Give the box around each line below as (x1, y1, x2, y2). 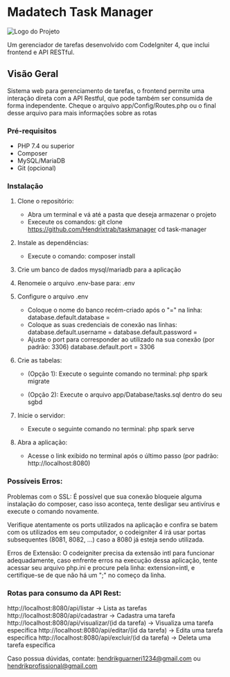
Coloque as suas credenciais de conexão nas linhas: (27, 321, 178, 329)
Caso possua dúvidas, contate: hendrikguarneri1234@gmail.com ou (7, 654, 201, 662)
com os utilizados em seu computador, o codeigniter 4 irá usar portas (7, 528, 206, 536)
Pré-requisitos (7, 126, 57, 135)
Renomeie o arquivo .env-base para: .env (17, 279, 135, 287)
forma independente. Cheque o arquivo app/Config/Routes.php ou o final (7, 101, 216, 110)
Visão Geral (7, 68, 59, 80)
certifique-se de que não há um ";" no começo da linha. (7, 571, 166, 579)
